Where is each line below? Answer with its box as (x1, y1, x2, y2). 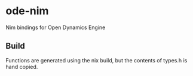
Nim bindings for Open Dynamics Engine (5, 24, 106, 31)
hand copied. (5, 63, 38, 70)
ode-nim (5, 4, 49, 18)
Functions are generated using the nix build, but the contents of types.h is (5, 56, 188, 64)
